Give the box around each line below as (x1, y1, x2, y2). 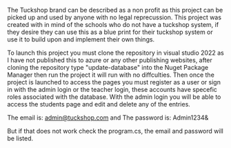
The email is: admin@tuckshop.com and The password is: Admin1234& (7, 113, 209, 122)
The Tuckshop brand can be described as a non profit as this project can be (7, 6, 223, 14)
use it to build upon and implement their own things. (7, 35, 155, 44)
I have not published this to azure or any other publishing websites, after (7, 56, 212, 64)
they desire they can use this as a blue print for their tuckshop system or (7, 28, 214, 36)
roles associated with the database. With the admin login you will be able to (7, 93, 221, 101)
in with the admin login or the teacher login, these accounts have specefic (7, 86, 217, 93)
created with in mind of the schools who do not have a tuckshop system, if (7, 21, 219, 28)
